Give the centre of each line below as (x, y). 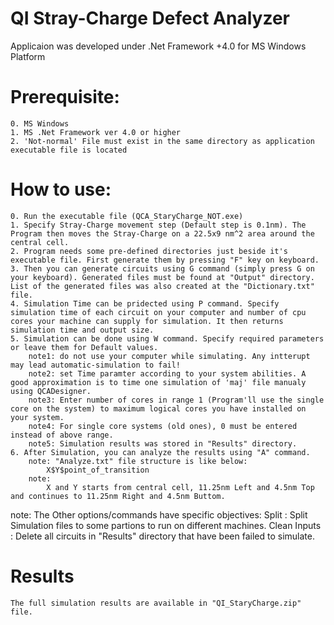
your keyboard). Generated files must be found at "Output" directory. (162, 277)
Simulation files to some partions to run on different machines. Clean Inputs (166, 525)
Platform (28, 56)
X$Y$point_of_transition (98, 470)
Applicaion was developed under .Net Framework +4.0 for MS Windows (158, 46)
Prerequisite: (65, 97)
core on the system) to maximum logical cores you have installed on (158, 408)
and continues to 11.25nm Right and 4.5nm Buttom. (118, 496)
